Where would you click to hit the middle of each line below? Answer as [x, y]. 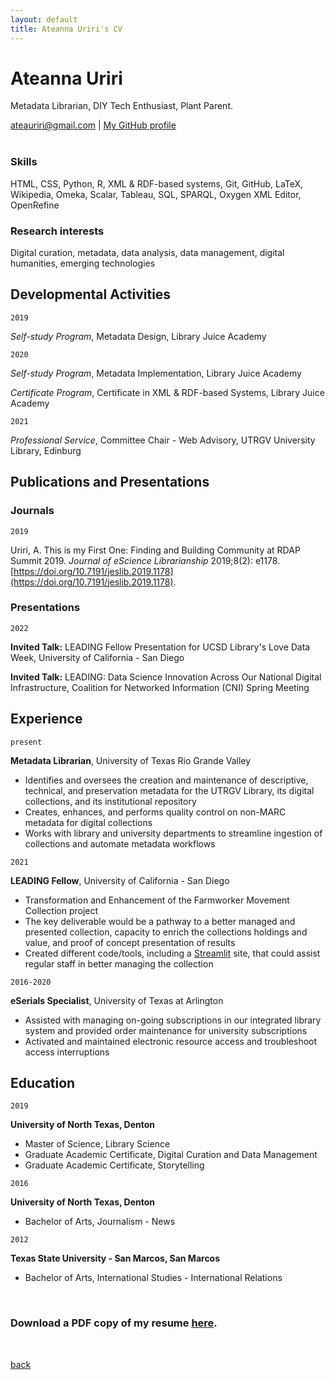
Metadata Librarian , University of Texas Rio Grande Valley [131, 760]
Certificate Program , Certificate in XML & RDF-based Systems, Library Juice [167, 392]
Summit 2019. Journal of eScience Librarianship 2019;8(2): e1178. [145, 560]
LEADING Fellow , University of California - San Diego [120, 880]
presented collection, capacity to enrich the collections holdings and [166, 932]
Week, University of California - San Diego [97, 657]
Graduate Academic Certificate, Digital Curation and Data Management [171, 1155]
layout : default [44, 19]
